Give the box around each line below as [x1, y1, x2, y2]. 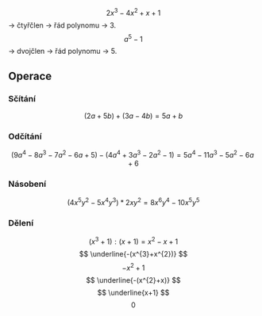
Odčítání [8, 131, 42, 142]
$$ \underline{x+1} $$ [97, 287, 170, 297]
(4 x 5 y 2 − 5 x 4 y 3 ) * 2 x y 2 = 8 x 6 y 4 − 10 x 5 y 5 [67, 196, 200, 207]
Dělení [8, 217, 34, 228]
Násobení [8, 178, 46, 189]
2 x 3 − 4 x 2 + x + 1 [106, 7, 161, 17]
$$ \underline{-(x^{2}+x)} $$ [86, 275, 181, 284]
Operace [8, 69, 52, 82]
